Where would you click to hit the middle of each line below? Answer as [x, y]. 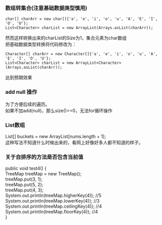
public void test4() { [26, 168]
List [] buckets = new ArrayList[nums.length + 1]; [56, 136]
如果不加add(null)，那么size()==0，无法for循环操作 [59, 110]
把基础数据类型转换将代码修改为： [41, 44]
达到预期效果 [19, 78]
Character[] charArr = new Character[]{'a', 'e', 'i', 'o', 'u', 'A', [82, 54]
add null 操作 [21, 92]
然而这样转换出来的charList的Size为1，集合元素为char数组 [66, 38]
